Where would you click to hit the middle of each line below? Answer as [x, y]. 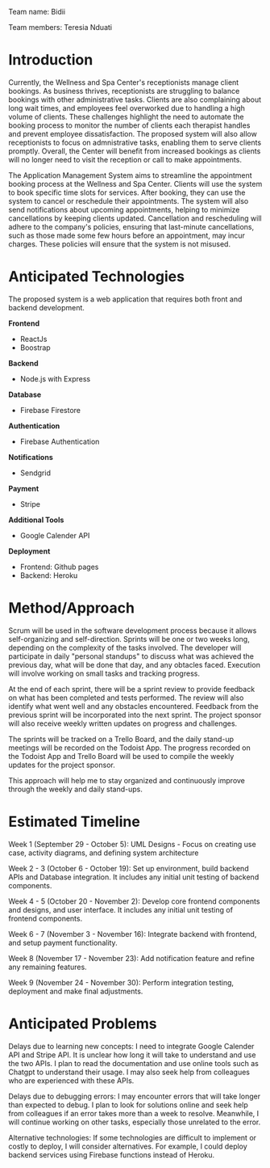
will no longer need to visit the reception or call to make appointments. [125, 159]
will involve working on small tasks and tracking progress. [104, 673]
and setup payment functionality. [63, 942]
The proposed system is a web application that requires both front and [125, 299]
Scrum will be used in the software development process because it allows [133, 630]
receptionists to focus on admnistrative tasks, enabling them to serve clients [135, 142]
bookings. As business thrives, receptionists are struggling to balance [124, 91]
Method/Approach [72, 608]
